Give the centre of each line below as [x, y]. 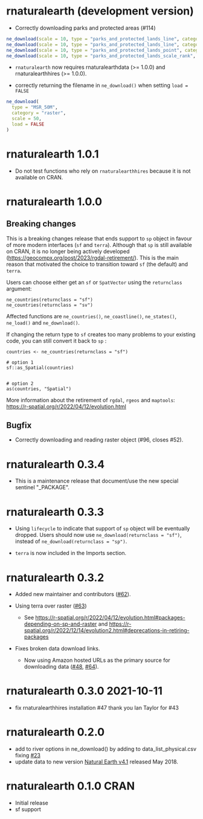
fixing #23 [28, 756]
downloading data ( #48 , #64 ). [61, 667]
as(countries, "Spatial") [39, 389]
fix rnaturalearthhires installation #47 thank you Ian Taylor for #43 [97, 708]
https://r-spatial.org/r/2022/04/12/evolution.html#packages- [110, 618]
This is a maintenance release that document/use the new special [97, 481]
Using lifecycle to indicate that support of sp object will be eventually [102, 528]
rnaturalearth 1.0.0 [54, 201]
